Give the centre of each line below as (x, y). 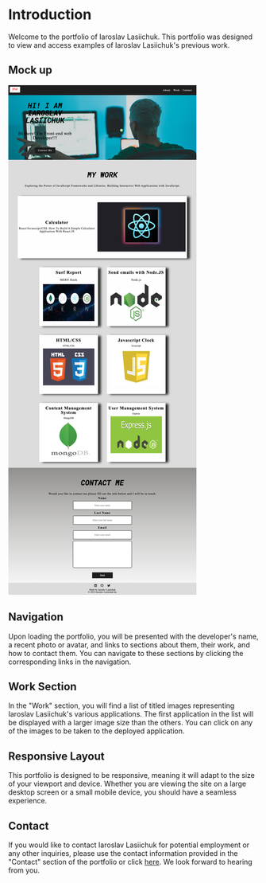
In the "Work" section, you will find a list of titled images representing (121, 705)
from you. (24, 870)
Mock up (31, 70)
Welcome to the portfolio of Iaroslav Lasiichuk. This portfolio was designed (130, 37)
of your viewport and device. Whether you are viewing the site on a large (127, 784)
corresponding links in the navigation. (70, 662)
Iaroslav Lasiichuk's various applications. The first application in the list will (131, 714)
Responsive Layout (56, 756)
